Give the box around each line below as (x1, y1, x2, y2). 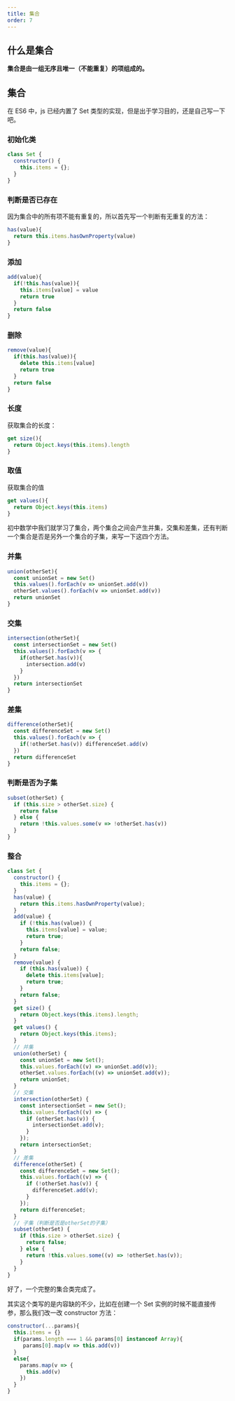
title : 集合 (7, 10, 40, 18)
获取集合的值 (7, 483, 44, 491)
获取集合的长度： (7, 421, 57, 429)
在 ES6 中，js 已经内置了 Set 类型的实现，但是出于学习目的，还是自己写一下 (7, 106, 226, 116)
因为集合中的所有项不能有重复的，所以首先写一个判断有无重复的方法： (7, 212, 210, 221)
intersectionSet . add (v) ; (32, 1122, 105, 1129)
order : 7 (7, 17, 33, 24)
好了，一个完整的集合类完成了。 (7, 1285, 99, 1293)
